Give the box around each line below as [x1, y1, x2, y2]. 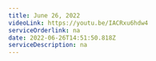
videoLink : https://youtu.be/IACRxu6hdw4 [8, 19, 149, 27]
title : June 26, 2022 [8, 11, 81, 20]
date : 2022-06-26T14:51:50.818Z [8, 33, 116, 42]
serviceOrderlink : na [8, 26, 81, 34]
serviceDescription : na [8, 41, 88, 49]
